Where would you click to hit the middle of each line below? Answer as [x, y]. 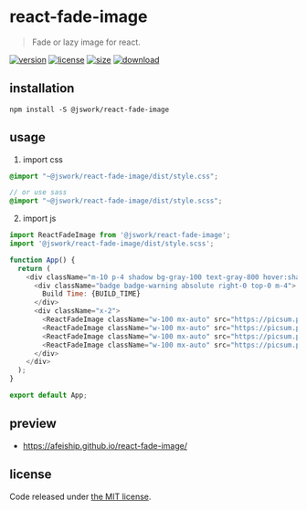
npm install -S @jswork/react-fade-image [90, 109]
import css [43, 159]
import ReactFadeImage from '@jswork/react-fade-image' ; [120, 235]
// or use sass [38, 193]
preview [33, 424]
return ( [34, 268]
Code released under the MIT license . [80, 496]
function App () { [42, 260]
